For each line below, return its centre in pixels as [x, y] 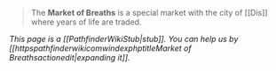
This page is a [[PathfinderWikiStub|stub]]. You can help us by [124, 39]
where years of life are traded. [86, 22]
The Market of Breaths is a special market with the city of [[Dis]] [149, 13]
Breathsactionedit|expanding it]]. [70, 57]
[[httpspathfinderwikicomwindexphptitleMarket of [101, 48]
